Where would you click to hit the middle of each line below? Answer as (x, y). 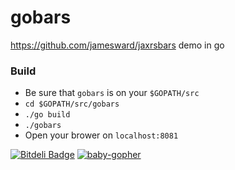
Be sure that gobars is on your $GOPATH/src (112, 93)
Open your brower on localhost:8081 (101, 135)
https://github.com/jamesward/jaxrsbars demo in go (117, 45)
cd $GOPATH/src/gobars (72, 104)
